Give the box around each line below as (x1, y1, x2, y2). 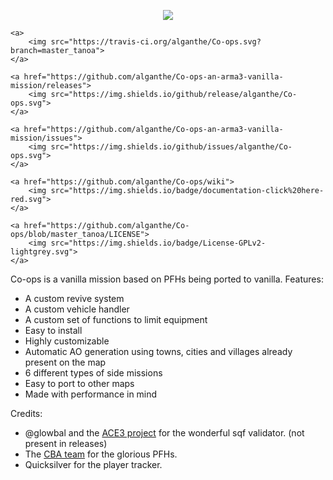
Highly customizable (24, 335, 110, 347)
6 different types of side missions (24, 367, 163, 379)
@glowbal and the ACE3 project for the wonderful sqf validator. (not (24, 427, 305, 439)
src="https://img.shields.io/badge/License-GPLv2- (50, 238, 267, 248)
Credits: (10, 408, 43, 419)
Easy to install (24, 325, 83, 336)
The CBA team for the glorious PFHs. (24, 448, 178, 460)
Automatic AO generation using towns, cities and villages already (24, 346, 293, 357)
